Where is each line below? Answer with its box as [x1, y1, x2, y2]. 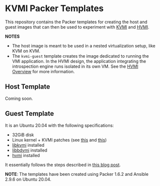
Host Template [5, 83, 50, 91]
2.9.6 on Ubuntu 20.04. [5, 176, 52, 182]
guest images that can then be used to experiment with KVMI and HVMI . [5, 24, 149, 30]
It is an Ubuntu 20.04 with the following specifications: [5, 122, 114, 128]
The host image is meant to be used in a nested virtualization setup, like [12, 43, 156, 48]
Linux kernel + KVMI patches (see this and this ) [12, 137, 107, 143]
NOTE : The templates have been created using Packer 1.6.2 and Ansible [5, 171, 149, 177]
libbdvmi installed [12, 147, 48, 153]
